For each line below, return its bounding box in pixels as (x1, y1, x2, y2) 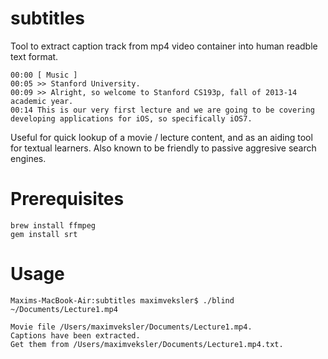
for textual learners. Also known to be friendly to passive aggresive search (10, 142, 317, 154)
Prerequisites (10, 188, 125, 211)
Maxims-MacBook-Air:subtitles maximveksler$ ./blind (10, 295, 235, 306)
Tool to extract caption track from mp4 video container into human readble (10, 40, 318, 52)
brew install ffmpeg (10, 220, 97, 231)
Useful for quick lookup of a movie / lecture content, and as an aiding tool (10, 131, 313, 143)
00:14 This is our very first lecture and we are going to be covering (10, 105, 315, 115)
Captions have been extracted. (10, 330, 141, 341)
